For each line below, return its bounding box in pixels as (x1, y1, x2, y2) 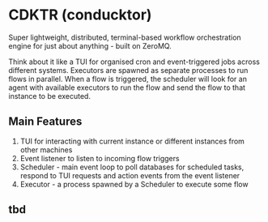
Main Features (8, 115, 83, 129)
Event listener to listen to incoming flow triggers (19, 153, 180, 163)
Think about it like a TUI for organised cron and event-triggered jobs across (8, 57, 261, 66)
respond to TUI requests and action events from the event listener (19, 170, 240, 180)
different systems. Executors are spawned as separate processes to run (8, 65, 249, 75)
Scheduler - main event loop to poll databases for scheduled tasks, (19, 162, 245, 172)
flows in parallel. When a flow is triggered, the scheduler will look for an (8, 74, 247, 83)
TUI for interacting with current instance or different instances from (19, 136, 245, 146)
